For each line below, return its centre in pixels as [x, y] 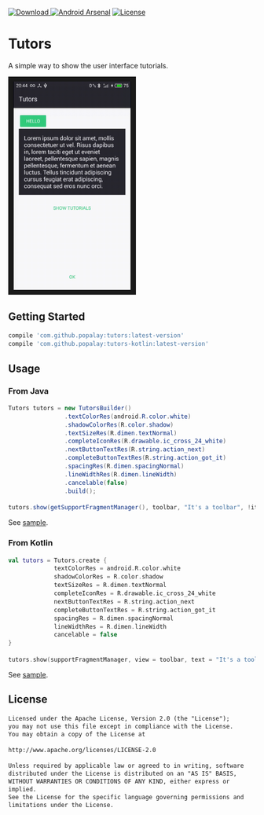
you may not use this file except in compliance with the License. [121, 726]
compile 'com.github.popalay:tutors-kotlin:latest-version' [109, 344]
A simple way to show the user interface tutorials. [88, 65]
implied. [22, 789]
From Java [29, 391]
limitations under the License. [61, 805]
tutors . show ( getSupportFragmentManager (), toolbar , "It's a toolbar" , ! [130, 508]
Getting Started [47, 317]
